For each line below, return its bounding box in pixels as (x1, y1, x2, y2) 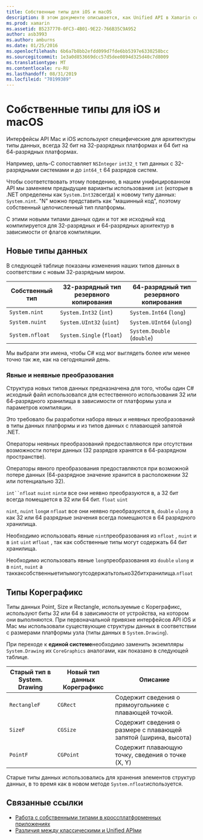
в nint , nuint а (6, 563, 43, 571)
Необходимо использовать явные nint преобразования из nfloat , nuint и (6, 532, 197, 539)
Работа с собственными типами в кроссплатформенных (14, 813, 161, 821)
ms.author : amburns (6, 37, 56, 43)
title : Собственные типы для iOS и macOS (6, 8, 112, 15)
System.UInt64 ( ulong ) (129, 318, 192, 326)
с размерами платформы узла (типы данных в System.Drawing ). (6, 629, 169, 636)
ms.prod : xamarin (6, 20, 50, 26)
